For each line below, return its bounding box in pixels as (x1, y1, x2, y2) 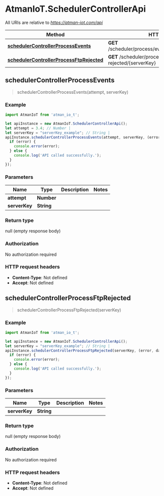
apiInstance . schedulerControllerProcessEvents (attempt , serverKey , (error (5, 135, 161, 140)
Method (46, 31, 65, 38)
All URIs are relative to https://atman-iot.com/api (5, 20, 103, 25)
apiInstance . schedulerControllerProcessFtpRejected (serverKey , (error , (5, 348, 154, 353)
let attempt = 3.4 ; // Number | (5, 125, 71, 130)
